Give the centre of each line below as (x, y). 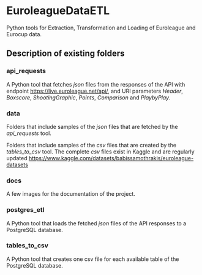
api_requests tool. (29, 133)
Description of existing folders (65, 54)
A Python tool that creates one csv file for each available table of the (93, 259)
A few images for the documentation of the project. (71, 194)
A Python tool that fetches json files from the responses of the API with (96, 84)
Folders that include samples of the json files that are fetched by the (92, 126)
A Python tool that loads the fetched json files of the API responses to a (96, 223)
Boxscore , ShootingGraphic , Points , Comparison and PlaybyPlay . (88, 97)
